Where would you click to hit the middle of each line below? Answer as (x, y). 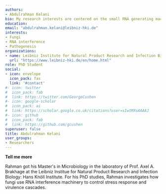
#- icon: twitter (23, 88)
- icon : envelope (23, 74)
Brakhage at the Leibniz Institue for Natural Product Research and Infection (82, 172)
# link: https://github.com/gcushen (44, 124)
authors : (14, 10)
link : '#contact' (27, 83)
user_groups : (19, 138)
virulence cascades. (26, 187)
